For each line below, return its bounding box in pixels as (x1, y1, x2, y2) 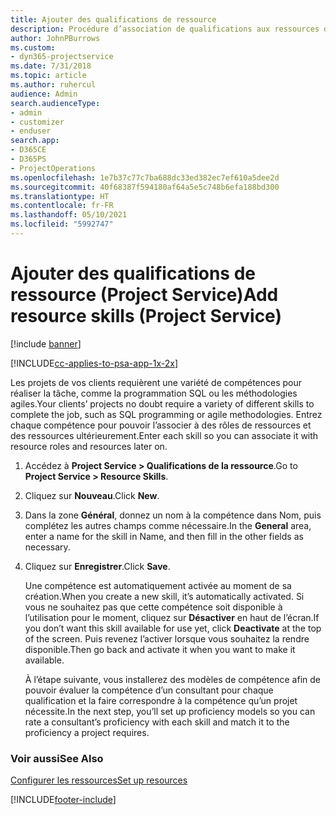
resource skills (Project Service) (10, 305, 282, 328)
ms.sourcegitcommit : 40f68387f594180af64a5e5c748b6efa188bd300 (10, 182, 280, 192)
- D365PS (10, 154, 47, 164)
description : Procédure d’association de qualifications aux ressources (10, 24, 320, 34)
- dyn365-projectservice (10, 52, 114, 62)
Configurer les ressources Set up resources (10, 774, 188, 786)
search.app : (10, 136, 60, 146)
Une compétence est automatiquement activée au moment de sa (24, 579, 292, 591)
